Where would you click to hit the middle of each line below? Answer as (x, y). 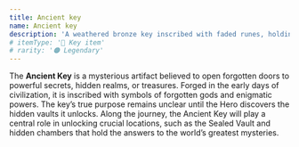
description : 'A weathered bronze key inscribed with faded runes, (137, 34)
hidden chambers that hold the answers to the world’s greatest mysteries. (144, 133)
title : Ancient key (45, 17)
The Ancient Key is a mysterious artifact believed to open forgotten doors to (149, 76)
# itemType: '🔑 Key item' (57, 42)
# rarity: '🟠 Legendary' (57, 51)
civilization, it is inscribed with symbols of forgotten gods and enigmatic (141, 95)
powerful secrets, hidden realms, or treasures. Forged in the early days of (144, 86)
